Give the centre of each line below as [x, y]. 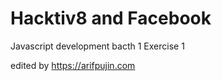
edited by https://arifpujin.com [73, 65]
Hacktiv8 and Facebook [111, 18]
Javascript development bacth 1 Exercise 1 [97, 46]
